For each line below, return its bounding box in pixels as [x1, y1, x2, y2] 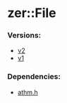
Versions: [7, 31, 42, 40]
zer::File [7, 5, 56, 21]
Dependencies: [7, 72, 61, 82]
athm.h [17, 87, 39, 97]
